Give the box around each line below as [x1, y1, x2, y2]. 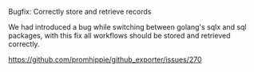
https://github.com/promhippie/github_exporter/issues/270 [8, 55, 202, 64]
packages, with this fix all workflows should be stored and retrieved [8, 31, 231, 40]
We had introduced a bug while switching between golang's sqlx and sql [8, 22, 247, 31]
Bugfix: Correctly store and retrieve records [8, 7, 152, 16]
